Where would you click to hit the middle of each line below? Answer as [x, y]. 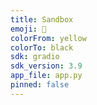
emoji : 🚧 [28, 29]
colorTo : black [42, 47]
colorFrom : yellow [48, 38]
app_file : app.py [46, 76]
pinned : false [40, 85]
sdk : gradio [35, 57]
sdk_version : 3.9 [46, 66]
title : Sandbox [42, 19]
